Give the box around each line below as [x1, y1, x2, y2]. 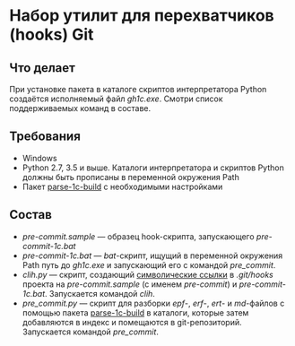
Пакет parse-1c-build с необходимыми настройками [22, 181, 223, 192]
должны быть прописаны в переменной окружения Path [22, 171, 239, 182]
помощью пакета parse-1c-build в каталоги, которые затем [22, 307, 249, 318]
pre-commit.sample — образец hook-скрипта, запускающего [22, 230, 255, 242]
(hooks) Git [9, 24, 94, 45]
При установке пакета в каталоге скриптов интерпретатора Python [9, 84, 267, 94]
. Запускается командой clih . [44, 288, 155, 298]
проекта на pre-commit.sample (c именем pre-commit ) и [22, 279, 238, 290]
